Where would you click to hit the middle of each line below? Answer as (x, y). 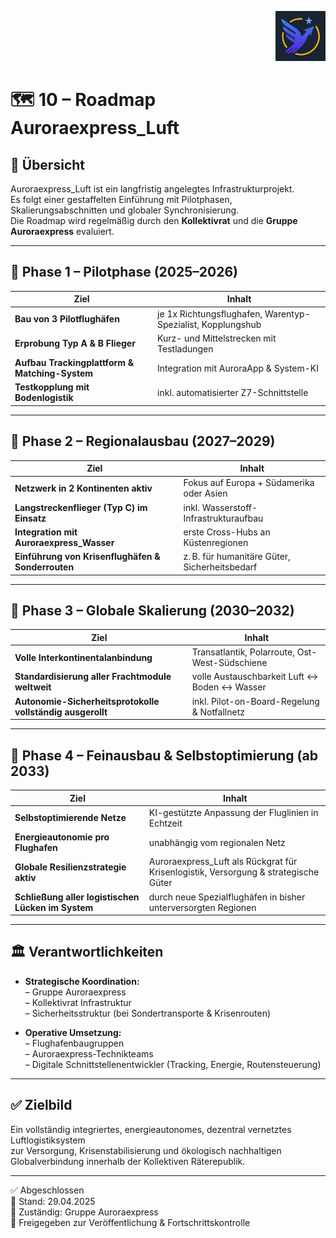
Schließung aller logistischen (77, 897)
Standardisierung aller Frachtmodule (93, 677)
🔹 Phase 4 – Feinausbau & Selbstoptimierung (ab (164, 755)
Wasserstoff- (229, 507)
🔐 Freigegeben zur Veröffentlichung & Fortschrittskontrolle (130, 1222)
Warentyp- (287, 313)
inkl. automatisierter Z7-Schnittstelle (233, 392)
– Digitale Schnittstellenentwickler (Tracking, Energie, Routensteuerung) (173, 1064)
